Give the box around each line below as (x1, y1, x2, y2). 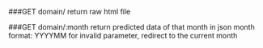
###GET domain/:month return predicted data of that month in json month (8, 22, 255, 31)
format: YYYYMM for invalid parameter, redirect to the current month (8, 31, 238, 40)
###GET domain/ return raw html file (8, 7, 131, 16)
